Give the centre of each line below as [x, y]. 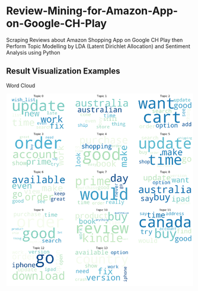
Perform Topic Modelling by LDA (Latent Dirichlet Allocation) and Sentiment [98, 46]
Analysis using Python [33, 52]
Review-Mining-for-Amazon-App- [92, 11]
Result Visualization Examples [63, 71]
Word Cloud [21, 85]
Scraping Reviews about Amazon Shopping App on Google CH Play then [95, 40]
